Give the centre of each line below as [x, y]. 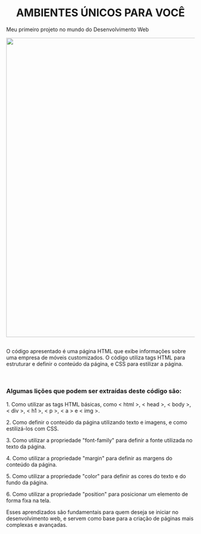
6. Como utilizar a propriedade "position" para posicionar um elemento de [97, 494]
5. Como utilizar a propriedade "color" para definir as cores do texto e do [96, 476]
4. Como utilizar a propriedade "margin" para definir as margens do [89, 458]
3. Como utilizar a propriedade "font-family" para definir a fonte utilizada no [100, 440]
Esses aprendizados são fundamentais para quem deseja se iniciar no [92, 512]
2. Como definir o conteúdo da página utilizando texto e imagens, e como [97, 422]
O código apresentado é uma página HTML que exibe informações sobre [96, 351]
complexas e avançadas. [37, 524]
